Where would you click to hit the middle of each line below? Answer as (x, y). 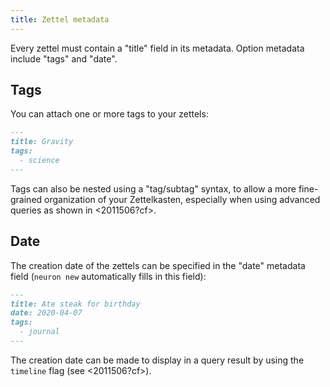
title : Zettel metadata (60, 19)
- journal (39, 332)
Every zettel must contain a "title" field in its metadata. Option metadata (157, 48)
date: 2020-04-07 (46, 313)
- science (39, 161)
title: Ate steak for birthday (75, 304)
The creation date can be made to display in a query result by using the (157, 360)
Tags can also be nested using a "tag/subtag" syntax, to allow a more (153, 188)
